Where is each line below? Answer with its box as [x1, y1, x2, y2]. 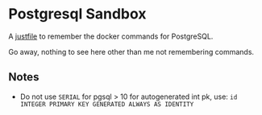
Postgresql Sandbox [8, 5, 147, 23]
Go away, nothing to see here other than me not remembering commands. [8, 47, 255, 56]
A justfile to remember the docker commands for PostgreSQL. [8, 31, 214, 41]
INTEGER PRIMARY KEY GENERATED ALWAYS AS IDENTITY [19, 100, 194, 109]
